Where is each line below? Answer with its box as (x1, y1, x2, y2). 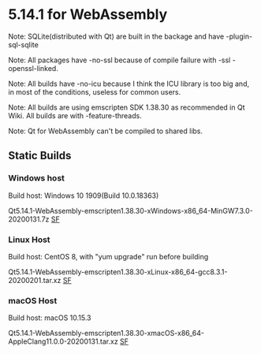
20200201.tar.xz (8, 275, 62, 285)
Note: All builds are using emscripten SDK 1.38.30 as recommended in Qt (8, 102, 245, 112)
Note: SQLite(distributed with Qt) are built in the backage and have (8, 32, 225, 41)
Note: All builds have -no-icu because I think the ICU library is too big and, (8, 79, 250, 88)
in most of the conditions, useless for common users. (8, 87, 181, 96)
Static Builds (8, 149, 72, 162)
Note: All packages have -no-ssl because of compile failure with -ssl (8, 55, 231, 65)
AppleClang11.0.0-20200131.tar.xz (8, 337, 118, 346)
